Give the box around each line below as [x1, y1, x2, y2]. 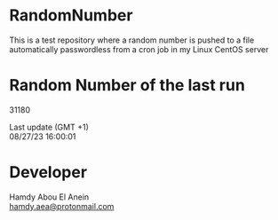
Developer [9, 162, 87, 183]
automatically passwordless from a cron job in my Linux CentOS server [9, 43, 269, 54]
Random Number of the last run [9, 75, 246, 96]
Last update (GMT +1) [9, 122, 89, 132]
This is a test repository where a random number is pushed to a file [9, 35, 255, 45]
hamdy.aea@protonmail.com [9, 200, 115, 211]
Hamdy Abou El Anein [9, 192, 90, 202]
